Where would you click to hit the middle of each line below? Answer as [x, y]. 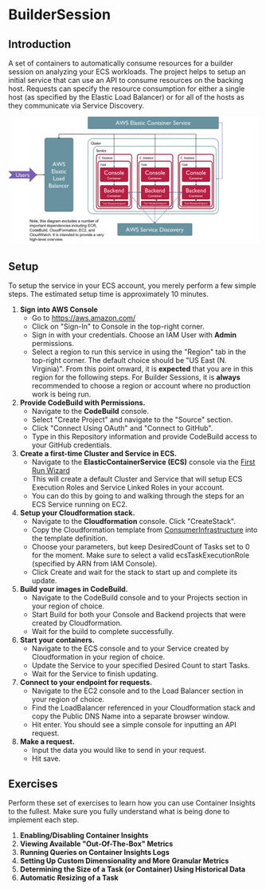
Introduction [40, 44]
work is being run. [61, 394]
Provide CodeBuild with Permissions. [82, 403]
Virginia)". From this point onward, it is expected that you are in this [142, 369]
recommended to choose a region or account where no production [141, 386]
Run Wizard [51, 471]
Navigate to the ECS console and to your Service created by [130, 648]
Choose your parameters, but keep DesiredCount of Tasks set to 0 [141, 547]
